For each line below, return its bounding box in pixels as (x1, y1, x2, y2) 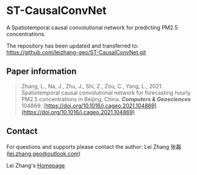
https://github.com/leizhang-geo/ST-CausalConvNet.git (6, 48, 146, 55)
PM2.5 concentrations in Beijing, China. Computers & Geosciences (21, 95, 191, 102)
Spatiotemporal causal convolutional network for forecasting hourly (21, 89, 191, 96)
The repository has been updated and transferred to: (6, 42, 139, 49)
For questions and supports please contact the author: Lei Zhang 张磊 (6, 143, 182, 150)
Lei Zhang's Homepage (6, 162, 65, 169)
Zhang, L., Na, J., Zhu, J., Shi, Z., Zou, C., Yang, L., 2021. (21, 82, 163, 90)
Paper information (6, 66, 77, 77)
